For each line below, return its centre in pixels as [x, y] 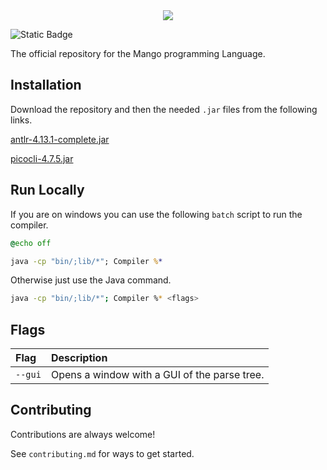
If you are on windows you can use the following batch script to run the [156, 214]
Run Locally [47, 190]
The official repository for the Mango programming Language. [138, 53]
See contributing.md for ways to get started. [102, 453]
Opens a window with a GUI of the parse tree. [157, 375]
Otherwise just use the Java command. [91, 280]
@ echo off [31, 243]
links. [21, 120]
